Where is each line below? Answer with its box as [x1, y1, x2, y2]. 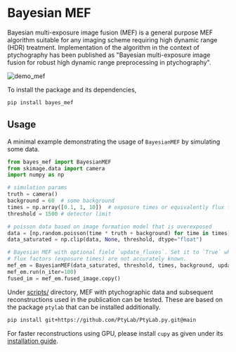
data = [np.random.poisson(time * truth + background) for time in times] [7, 230, 231, 237]
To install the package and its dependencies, [7, 85, 137, 94]
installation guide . [7, 337, 58, 345]
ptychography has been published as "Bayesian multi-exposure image [7, 51, 211, 59]
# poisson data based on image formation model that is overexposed [7, 223, 212, 230]
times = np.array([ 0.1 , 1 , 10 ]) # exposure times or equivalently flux [7, 203, 225, 210]
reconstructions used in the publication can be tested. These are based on [7, 295, 223, 303]
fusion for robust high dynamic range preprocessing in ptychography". [7, 58, 212, 66]
